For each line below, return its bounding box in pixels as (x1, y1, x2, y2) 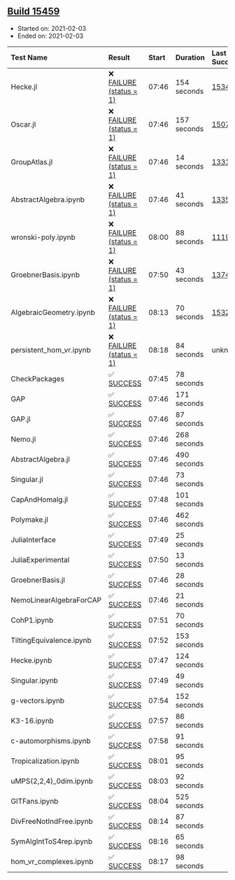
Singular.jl (10, 474, 43, 484)
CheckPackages (10, 374, 65, 383)
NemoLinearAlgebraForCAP (10, 595, 102, 604)
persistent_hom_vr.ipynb (10, 345, 91, 355)
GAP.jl (10, 414, 31, 424)
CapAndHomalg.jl (10, 495, 69, 504)
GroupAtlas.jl (10, 157, 53, 166)
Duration (175, 52, 205, 62)
